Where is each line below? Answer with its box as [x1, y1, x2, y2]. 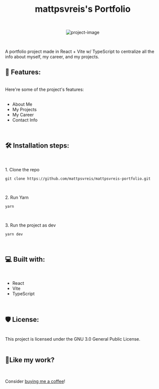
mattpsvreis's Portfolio [34, 3, 131, 15]
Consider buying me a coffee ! [5, 379, 65, 384]
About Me [12, 101, 33, 107]
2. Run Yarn [5, 194, 29, 200]
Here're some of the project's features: [5, 86, 84, 92]
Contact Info [12, 117, 38, 123]
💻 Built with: [5, 255, 45, 264]
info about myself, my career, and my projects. [5, 53, 99, 60]
